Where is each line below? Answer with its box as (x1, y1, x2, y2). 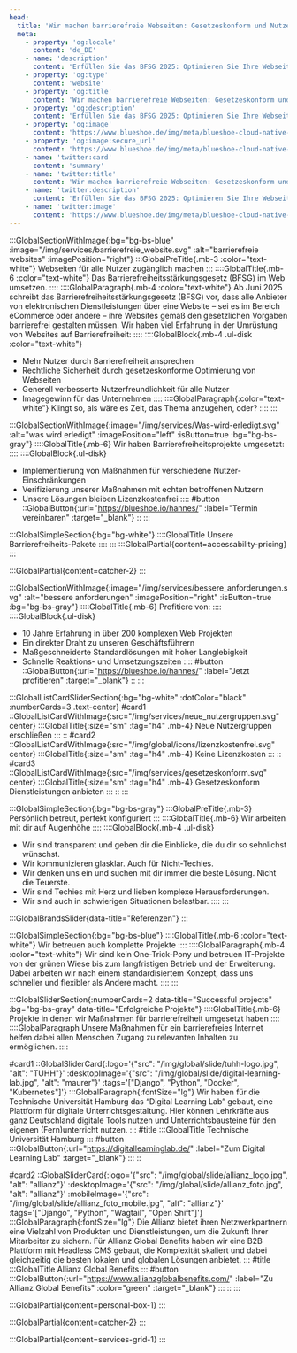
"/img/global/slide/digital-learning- (154, 1068, 281, 1079)
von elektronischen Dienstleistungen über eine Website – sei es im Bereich (9, 300, 280, 311)
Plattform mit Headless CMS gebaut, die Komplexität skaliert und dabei (9, 1245, 268, 1256)
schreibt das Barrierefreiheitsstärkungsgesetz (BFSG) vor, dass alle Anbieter (9, 291, 287, 302)
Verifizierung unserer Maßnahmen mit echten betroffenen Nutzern (21, 483, 263, 494)
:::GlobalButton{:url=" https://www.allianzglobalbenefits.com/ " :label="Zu (9, 1272, 274, 1284)
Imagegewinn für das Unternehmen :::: (21, 393, 163, 404)
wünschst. (21, 848, 60, 859)
